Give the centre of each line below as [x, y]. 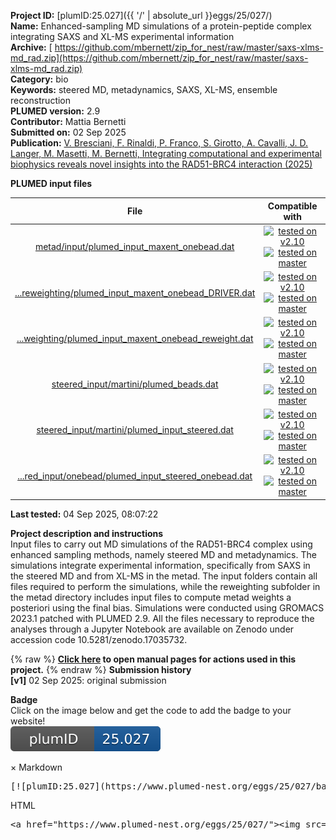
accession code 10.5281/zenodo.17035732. [99, 639]
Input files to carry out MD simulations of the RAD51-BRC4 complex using [161, 544]
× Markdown [36, 767]
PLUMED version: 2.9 [55, 111]
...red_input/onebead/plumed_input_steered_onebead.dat [135, 476]
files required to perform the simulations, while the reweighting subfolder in [165, 586]
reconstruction [41, 100]
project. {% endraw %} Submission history [101, 669]
